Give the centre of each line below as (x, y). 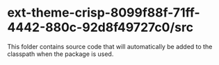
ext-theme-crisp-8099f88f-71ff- (104, 13)
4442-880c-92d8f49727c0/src (100, 27)
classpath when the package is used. (60, 54)
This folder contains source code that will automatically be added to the (110, 46)
